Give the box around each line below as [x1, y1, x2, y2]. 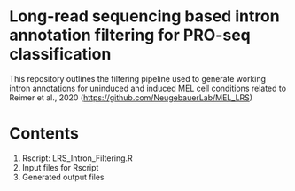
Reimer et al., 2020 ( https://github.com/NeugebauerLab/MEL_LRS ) [9, 92, 253, 103]
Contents [9, 123, 80, 144]
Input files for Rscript [21, 162, 99, 172]
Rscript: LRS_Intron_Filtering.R [21, 153, 133, 163]
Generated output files [21, 171, 105, 182]
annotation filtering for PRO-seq [9, 25, 251, 45]
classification [9, 44, 112, 64]
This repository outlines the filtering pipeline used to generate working [9, 73, 267, 84]
